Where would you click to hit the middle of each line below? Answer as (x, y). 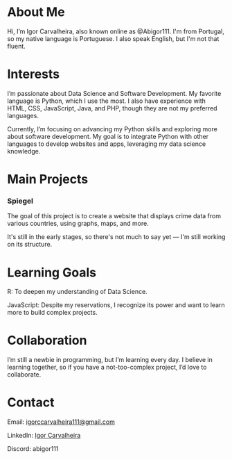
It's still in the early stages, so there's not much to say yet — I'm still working (116, 237)
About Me (36, 12)
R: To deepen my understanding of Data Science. (77, 292)
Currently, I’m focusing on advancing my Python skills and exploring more (113, 129)
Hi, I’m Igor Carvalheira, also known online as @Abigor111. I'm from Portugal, (116, 31)
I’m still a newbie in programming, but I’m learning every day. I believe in (110, 360)
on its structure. (30, 245)
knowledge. (24, 151)
